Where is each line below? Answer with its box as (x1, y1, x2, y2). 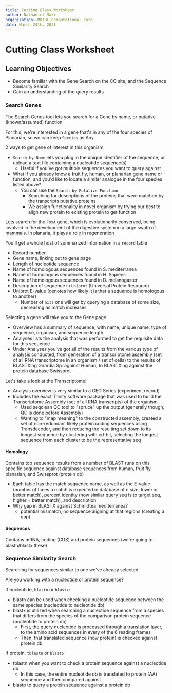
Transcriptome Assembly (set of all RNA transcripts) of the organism (12, 399, 158, 405)
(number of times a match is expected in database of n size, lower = (12, 486, 157, 492)
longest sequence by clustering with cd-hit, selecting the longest (20, 431, 158, 437)
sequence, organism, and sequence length (12, 329, 104, 335)
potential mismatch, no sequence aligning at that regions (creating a (20, 508, 165, 514)
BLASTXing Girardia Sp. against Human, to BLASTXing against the (12, 362, 153, 368)
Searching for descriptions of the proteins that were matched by (28, 192, 164, 198)
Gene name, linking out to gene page (12, 255, 91, 261)
